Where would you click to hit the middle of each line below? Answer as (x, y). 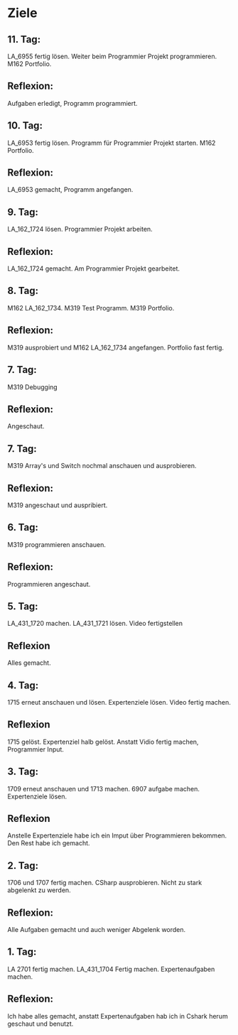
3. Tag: (23, 772)
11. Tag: (24, 39)
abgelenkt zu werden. (39, 890)
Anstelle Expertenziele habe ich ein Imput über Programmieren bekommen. (117, 835)
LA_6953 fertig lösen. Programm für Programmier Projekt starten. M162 (112, 143)
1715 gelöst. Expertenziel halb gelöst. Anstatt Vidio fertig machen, (103, 742)
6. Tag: (23, 527)
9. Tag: (23, 212)
